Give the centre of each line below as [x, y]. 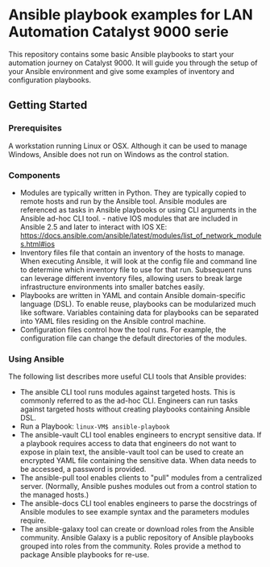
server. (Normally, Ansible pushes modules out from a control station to [138, 486]
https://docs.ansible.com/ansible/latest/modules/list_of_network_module [141, 235]
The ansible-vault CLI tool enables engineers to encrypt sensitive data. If [141, 435]
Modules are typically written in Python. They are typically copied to [133, 192]
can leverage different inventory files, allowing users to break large [131, 278]
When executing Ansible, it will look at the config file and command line [139, 261]
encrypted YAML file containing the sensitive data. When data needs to [138, 461]
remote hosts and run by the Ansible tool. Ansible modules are [123, 201]
